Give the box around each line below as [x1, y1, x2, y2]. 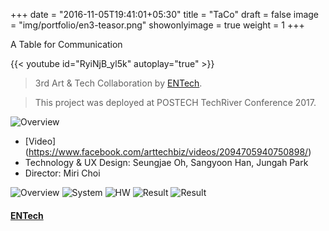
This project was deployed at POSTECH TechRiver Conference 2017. [34, 97, 317, 108]
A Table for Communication [10, 39, 123, 50]
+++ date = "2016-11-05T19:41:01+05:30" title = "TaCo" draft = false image [10, 9, 320, 20]
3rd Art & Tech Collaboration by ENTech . [34, 77, 203, 89]
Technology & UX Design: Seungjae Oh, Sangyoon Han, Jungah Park [24, 157, 309, 168]
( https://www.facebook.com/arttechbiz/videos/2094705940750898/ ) [24, 146, 312, 158]
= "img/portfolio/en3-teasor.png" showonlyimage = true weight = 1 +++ [10, 19, 305, 31]
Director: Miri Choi [24, 167, 101, 179]
